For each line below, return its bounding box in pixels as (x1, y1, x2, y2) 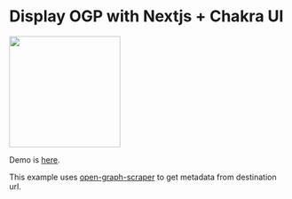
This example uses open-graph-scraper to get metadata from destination (9, 171, 277, 182)
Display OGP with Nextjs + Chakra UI (9, 6, 284, 27)
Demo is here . (9, 154, 60, 165)
